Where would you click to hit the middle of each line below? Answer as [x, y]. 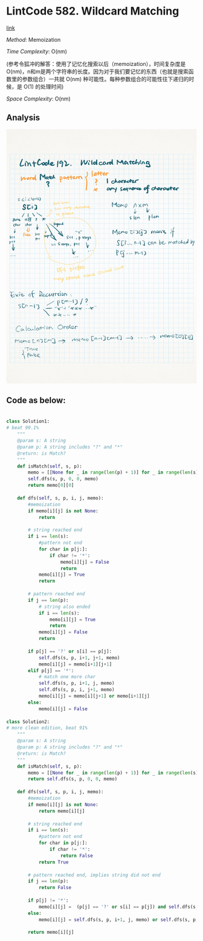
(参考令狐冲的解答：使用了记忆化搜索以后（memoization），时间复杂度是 [96, 64]
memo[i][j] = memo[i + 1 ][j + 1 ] [75, 664]
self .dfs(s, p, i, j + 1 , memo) [76, 690]
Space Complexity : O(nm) [38, 99]
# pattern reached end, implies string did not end [95, 875]
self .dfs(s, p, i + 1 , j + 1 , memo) [79, 658]
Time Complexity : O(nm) [37, 51]
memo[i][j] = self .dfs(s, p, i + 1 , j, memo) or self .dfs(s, [114, 920]
